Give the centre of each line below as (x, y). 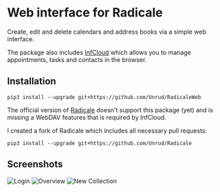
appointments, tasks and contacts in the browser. (77, 59)
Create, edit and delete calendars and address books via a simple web (107, 32)
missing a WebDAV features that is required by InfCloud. (87, 117)
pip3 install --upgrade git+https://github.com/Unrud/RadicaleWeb (104, 97)
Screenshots (35, 164)
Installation (32, 82)
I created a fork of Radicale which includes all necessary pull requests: (107, 130)
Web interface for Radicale (85, 13)
